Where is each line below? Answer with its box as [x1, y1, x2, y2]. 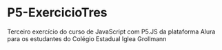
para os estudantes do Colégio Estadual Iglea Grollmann [7, 34, 167, 42]
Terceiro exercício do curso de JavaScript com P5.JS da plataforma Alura [7, 27, 216, 36]
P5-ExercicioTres [7, 5, 108, 21]
